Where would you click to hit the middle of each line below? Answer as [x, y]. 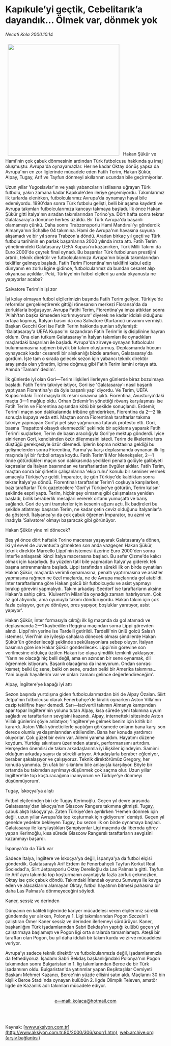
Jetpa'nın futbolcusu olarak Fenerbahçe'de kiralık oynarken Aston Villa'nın [83, 699]
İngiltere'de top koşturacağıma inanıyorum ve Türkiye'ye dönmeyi [74, 775]
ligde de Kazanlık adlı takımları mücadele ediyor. [56, 985]
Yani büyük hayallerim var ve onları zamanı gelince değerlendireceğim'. [80, 674]
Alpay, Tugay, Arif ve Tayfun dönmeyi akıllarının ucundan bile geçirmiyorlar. [84, 177]
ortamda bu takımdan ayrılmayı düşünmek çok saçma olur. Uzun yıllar [78, 770]
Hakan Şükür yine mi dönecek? [38, 530]
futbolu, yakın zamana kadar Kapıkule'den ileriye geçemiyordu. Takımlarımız [85, 192]
